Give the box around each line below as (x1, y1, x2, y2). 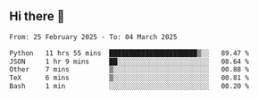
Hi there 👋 (9, 9, 65, 24)
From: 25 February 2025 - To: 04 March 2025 (9, 32, 178, 41)
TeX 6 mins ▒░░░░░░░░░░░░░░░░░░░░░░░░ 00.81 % (9, 73, 250, 83)
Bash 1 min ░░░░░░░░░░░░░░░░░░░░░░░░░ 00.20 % (9, 82, 250, 91)
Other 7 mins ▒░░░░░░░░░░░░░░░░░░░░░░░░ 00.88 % (9, 65, 250, 74)
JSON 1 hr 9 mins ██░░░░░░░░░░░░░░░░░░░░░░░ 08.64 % (9, 57, 250, 66)
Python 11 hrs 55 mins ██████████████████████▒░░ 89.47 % (9, 48, 250, 58)
